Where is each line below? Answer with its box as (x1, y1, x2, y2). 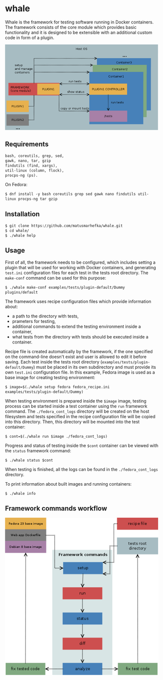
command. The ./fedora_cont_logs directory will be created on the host (5, 408, 149, 414)
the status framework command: (5, 447, 72, 453)
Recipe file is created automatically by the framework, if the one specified (5, 348, 153, 354)
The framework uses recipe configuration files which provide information (5, 298, 152, 304)
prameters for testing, (12, 318, 56, 324)
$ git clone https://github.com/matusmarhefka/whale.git (5, 223, 123, 228)
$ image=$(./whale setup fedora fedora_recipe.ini (5, 384, 110, 389)
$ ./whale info (5, 491, 36, 496)
